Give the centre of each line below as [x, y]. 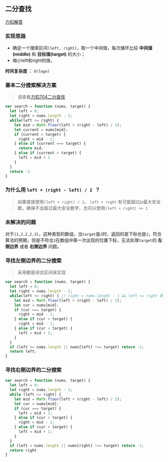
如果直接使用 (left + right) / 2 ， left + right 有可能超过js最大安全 [89, 202]
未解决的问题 [21, 222]
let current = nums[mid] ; [41, 130]
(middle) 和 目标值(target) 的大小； [49, 54]
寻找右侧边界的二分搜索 [33, 370]
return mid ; [31, 148]
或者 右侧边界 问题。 [40, 246]
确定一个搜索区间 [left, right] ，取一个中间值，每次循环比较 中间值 [82, 48]
